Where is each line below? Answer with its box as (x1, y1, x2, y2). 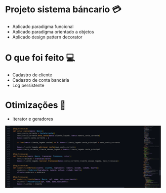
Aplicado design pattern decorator (12, 34, 83, 40)
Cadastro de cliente (12, 72, 53, 78)
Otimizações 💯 (5, 99, 66, 111)
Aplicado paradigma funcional (12, 23, 74, 30)
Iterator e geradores (12, 116, 53, 122)
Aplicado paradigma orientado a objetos (12, 29, 94, 34)
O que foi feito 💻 (5, 52, 75, 64)
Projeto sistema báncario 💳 (5, 4, 122, 15)
